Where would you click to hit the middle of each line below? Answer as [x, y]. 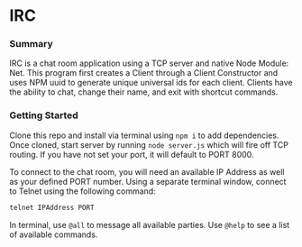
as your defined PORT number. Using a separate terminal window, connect [148, 181]
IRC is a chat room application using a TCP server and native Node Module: [149, 63]
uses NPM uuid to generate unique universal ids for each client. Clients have [151, 83]
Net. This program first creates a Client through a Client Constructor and [144, 73]
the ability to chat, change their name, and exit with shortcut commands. [144, 92]
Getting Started [44, 115]
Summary [32, 44]
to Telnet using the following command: [82, 191]
